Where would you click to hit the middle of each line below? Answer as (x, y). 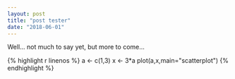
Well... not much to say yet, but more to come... (76, 47)
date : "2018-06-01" (36, 27)
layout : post (26, 14)
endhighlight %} (31, 68)
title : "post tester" (39, 20)
